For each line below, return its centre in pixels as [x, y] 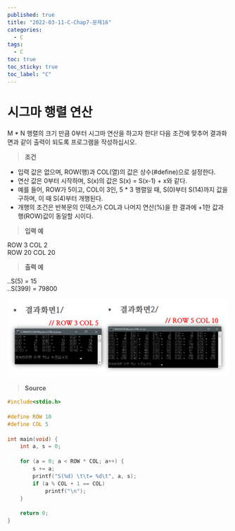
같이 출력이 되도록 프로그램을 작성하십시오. [78, 142]
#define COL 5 [28, 424]
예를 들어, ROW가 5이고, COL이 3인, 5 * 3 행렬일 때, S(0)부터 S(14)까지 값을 [123, 189]
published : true [31, 15]
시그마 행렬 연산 [50, 112]
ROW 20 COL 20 [31, 252]
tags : [15, 45]
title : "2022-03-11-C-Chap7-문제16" [59, 22]
